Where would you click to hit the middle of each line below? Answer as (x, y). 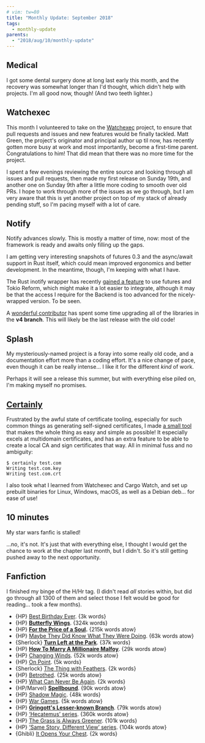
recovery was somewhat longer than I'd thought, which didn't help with (96, 87)
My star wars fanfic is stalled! (43, 532)
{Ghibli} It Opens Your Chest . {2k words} (66, 733)
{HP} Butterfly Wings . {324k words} (61, 623)
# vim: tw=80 (23, 12)
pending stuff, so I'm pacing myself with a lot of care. (73, 204)
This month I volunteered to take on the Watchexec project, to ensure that (99, 127)
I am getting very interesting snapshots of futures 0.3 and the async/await (99, 257)
